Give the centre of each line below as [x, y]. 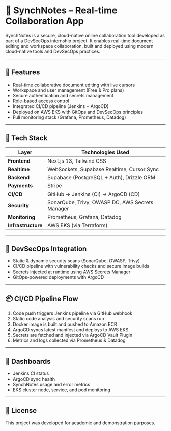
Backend [19, 177]
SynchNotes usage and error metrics [51, 384]
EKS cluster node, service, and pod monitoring [62, 390]
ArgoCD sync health [34, 379]
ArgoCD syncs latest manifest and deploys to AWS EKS [70, 330]
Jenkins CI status [31, 373]
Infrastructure [25, 225]
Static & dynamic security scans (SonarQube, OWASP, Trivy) [76, 261]
